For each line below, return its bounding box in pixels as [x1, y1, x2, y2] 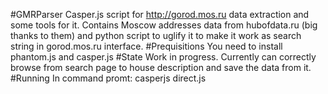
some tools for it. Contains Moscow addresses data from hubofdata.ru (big [10, 19, 318, 31]
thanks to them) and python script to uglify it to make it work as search [10, 30, 302, 41]
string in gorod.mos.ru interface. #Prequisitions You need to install [10, 40, 283, 52]
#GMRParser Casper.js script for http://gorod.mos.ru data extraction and [10, 9, 310, 20]
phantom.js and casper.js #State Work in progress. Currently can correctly [10, 51, 317, 63]
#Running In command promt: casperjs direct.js [10, 72, 207, 84]
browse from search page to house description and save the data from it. [10, 62, 312, 73]
